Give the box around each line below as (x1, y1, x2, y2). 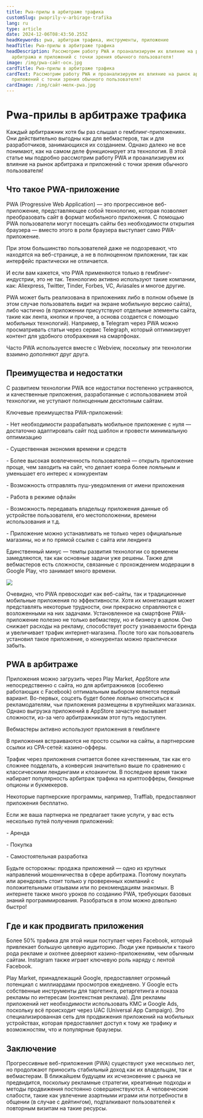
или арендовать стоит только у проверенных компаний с (6, 877, 155, 885)
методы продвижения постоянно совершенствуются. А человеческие (6, 1085, 188, 1093)
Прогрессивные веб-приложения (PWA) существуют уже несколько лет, (6, 1060, 195, 1066)
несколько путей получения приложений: (6, 817, 114, 825)
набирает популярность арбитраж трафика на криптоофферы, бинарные (6, 775, 195, 782)
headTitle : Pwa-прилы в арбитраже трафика (6, 43, 115, 49)
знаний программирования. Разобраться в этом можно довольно (6, 897, 177, 904)
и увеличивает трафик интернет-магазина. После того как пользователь (6, 628, 195, 636)
